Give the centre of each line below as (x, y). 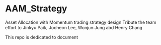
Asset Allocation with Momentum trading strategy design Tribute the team (81, 22)
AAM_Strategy (36, 9)
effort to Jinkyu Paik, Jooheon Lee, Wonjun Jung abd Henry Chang (74, 27)
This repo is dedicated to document (41, 37)
